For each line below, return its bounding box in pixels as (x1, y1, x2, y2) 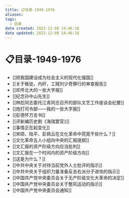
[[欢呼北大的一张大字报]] (12, 87, 63, 93)
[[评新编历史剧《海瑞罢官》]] (12, 118, 70, 124)
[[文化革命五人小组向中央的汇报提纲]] (12, 137, 89, 143)
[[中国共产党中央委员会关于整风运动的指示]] (12, 181, 102, 187)
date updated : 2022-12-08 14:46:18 (5, 31, 79, 36)
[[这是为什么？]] (12, 156, 46, 162)
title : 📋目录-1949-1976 (5, 7, 55, 13)
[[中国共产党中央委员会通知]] (12, 187, 72, 193)
